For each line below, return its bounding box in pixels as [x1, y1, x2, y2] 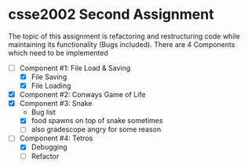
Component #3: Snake [19, 99, 93, 108]
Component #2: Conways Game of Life [19, 90, 146, 100]
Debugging [31, 143, 68, 152]
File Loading [31, 81, 71, 91]
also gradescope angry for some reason [31, 125, 162, 134]
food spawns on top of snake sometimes [31, 116, 163, 125]
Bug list [31, 107, 57, 117]
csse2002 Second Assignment [8, 5, 214, 24]
